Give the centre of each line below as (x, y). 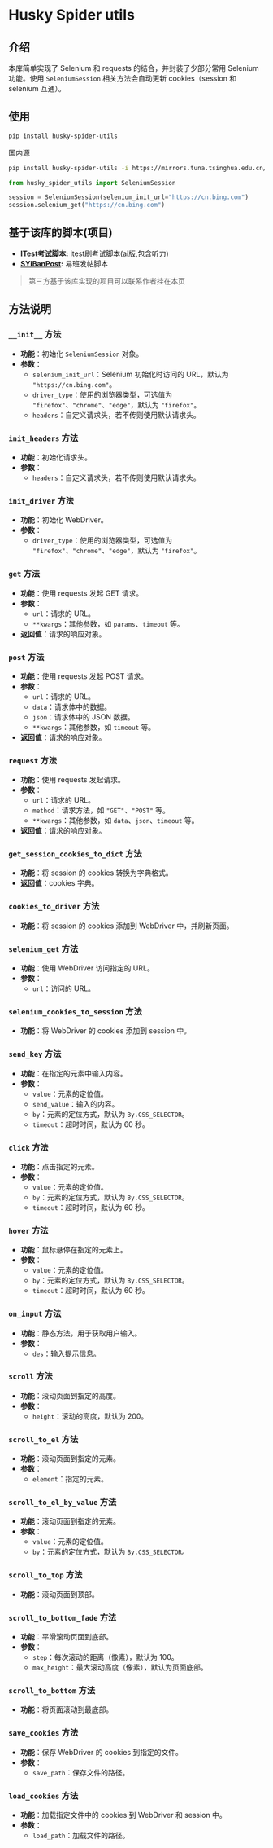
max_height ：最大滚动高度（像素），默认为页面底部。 (120, 1667)
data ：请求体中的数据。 (72, 706)
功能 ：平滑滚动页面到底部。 (67, 1637)
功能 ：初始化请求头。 (56, 457)
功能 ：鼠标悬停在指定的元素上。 (74, 1250)
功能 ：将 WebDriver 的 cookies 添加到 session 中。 (105, 1031)
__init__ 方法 (35, 334)
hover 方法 (28, 1230)
